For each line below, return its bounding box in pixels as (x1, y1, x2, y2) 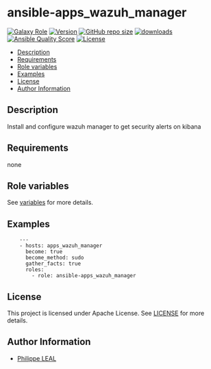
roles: (25, 266, 45, 273)
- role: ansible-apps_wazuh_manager (32, 272, 136, 279)
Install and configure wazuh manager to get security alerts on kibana (7, 122, 201, 131)
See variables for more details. (7, 199, 94, 207)
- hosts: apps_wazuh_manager (19, 242, 103, 249)
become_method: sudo (25, 255, 84, 262)
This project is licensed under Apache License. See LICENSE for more (7, 309, 205, 317)
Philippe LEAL (16, 354, 57, 362)
